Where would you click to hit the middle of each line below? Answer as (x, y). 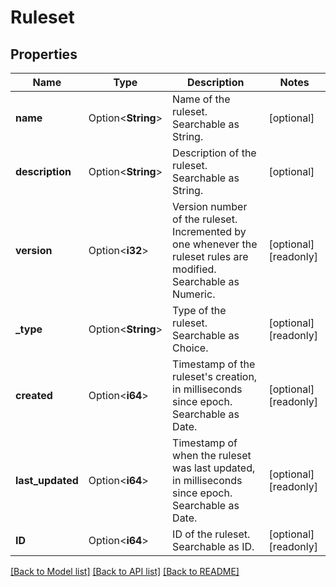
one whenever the (215, 244)
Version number (210, 206)
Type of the (199, 310)
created (34, 395)
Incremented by (209, 231)
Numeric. (194, 294)
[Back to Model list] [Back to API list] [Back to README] (125, 571)
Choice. (190, 348)
